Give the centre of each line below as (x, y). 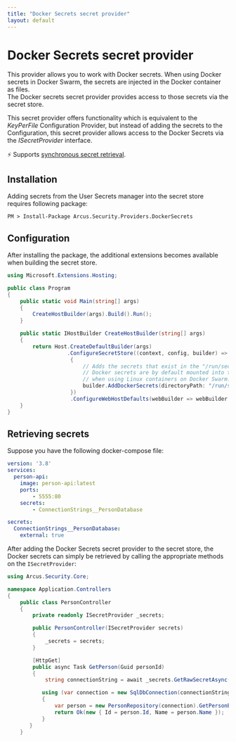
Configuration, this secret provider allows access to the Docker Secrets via (116, 133)
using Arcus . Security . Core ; (48, 577)
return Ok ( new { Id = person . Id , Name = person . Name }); (139, 712)
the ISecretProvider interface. (50, 141)
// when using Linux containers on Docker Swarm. (157, 379)
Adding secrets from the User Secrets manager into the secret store (105, 196)
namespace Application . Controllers (59, 589)
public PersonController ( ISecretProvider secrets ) (108, 628)
